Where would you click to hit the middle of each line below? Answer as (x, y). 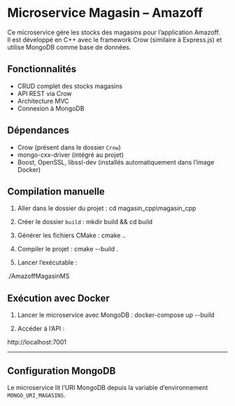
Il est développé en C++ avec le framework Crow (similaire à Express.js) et (115, 39)
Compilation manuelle (56, 191)
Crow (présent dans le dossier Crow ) (69, 147)
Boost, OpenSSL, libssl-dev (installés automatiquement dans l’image (116, 162)
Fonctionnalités (42, 69)
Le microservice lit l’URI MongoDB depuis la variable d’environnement (108, 387)
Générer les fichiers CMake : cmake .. (71, 235)
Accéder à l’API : (41, 329)
